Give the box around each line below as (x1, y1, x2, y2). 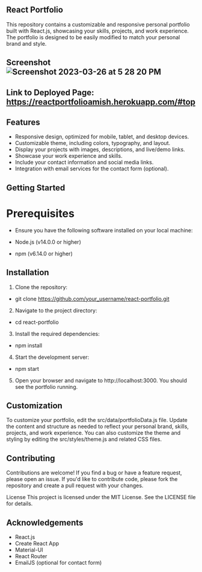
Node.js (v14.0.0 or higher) (14, 238, 81, 246)
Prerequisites (6, 207, 75, 220)
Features (6, 117, 40, 127)
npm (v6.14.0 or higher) (14, 250, 73, 257)
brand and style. (6, 40, 47, 47)
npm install (14, 341, 43, 349)
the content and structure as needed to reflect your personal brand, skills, (6, 423, 189, 430)
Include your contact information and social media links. (14, 159, 154, 166)
